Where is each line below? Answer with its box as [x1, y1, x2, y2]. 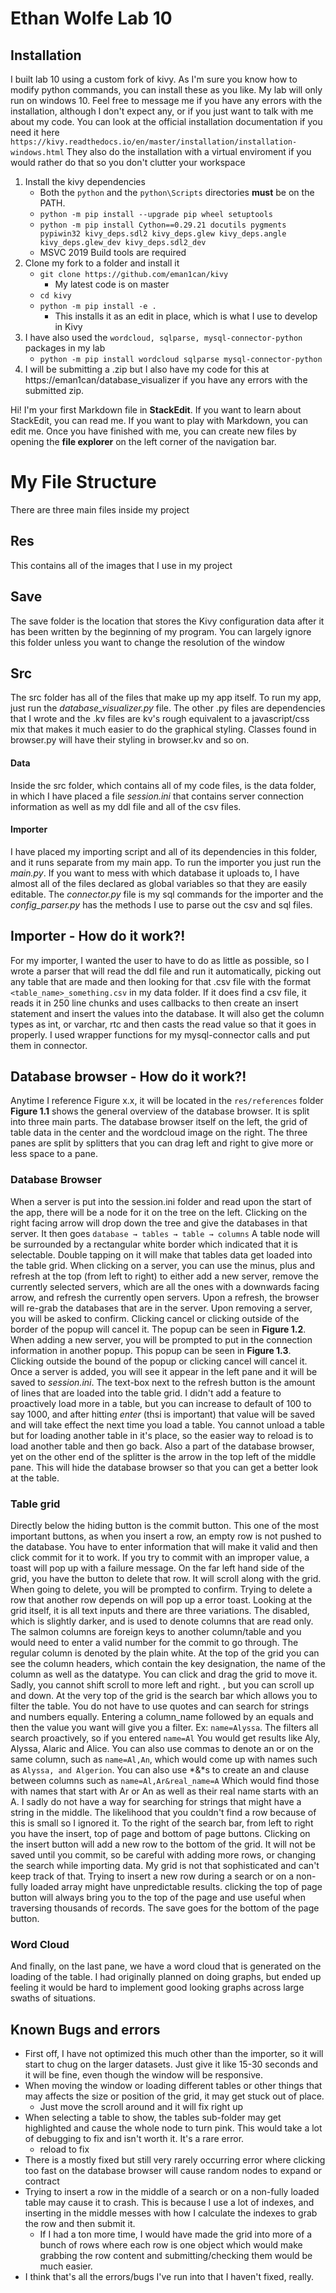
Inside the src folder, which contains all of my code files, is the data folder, [10, 779, 317, 791]
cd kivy [39, 291, 72, 301]
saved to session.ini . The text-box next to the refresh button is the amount [10, 1376, 316, 1388]
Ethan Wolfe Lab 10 [10, 7, 173, 30]
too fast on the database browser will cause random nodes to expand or [24, 2165, 323, 2177]
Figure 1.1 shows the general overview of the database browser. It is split [10, 1105, 310, 1117]
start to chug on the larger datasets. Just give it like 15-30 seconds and [24, 2058, 319, 2071]
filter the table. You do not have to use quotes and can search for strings [10, 1700, 310, 1712]
